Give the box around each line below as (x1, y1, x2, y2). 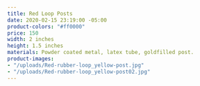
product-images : (7, 55, 54, 62)
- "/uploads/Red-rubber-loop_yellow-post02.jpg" (7, 68, 151, 75)
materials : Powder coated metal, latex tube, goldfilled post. (7, 49, 194, 56)
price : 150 (7, 29, 39, 37)
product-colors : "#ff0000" (7, 23, 85, 30)
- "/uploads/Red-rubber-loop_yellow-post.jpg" (7, 62, 144, 69)
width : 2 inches (7, 36, 54, 43)
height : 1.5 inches (7, 42, 64, 49)
